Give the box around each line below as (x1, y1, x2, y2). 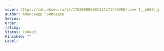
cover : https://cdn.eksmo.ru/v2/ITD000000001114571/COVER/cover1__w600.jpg (5, 7, 163, 12)
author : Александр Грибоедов (5, 12, 64, 17)
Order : (5, 20, 19, 26)
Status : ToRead (5, 30, 36, 34)
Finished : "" (5, 34, 32, 39)
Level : (5, 39, 19, 44)
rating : (5, 25, 21, 30)
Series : (5, 16, 21, 21)
